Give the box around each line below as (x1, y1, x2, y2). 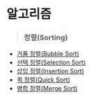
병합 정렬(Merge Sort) (16, 84, 78, 93)
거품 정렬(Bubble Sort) (16, 50, 79, 58)
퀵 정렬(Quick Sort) (16, 75, 71, 84)
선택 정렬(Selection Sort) (16, 58, 86, 66)
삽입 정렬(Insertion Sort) (16, 67, 85, 75)
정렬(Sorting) (23, 33, 68, 42)
